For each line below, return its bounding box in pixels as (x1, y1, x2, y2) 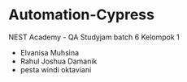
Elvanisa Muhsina (20, 47, 80, 57)
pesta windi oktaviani (20, 64, 92, 74)
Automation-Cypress (8, 6, 154, 24)
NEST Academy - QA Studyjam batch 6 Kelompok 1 (8, 32, 180, 42)
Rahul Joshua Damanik (20, 56, 98, 66)
